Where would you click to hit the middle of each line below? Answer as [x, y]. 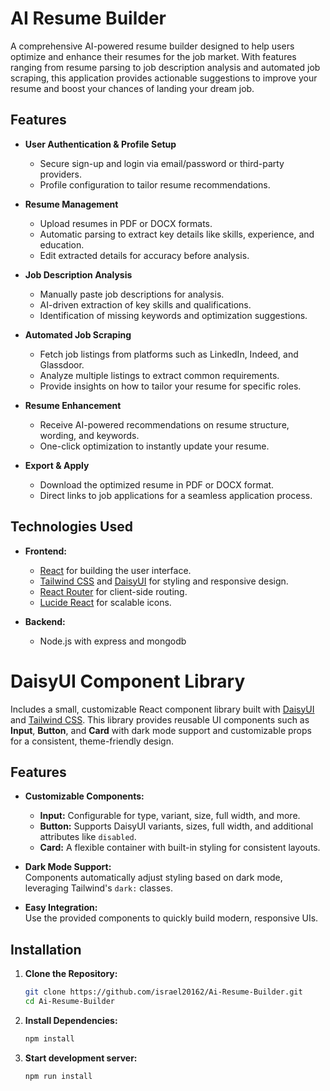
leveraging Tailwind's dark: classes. [98, 888]
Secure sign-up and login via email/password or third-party [162, 163]
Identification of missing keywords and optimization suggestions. [173, 315]
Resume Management [71, 204]
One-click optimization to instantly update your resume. [154, 446]
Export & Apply [57, 465]
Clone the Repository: [71, 974]
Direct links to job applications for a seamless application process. [176, 495]
